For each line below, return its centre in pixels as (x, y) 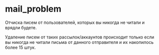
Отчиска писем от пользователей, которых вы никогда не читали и (75, 22)
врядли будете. (21, 27)
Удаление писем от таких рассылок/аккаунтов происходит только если (80, 37)
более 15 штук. (20, 47)
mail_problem (33, 9)
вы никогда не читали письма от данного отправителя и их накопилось (79, 42)
